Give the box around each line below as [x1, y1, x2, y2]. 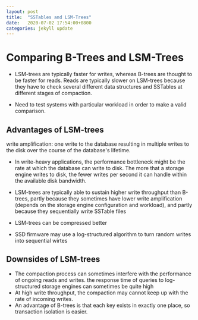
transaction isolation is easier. [14, 308, 88, 315]
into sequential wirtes [14, 237, 68, 244]
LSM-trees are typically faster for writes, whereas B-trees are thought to [14, 71, 193, 78]
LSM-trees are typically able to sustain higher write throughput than [14, 189, 181, 196]
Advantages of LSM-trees [6, 124, 104, 134]
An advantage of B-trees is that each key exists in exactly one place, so [14, 302, 190, 309]
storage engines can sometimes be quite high [41, 283, 154, 290]
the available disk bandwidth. [14, 177, 87, 184]
